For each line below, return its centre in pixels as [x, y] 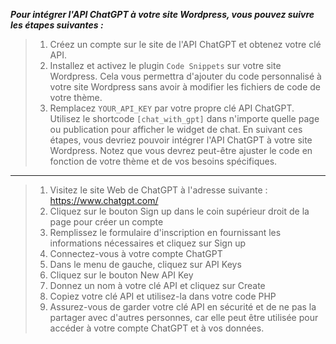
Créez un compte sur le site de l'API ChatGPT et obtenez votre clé [185, 44]
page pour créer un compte [106, 222]
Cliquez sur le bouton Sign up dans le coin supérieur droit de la [179, 211]
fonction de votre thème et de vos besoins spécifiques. [163, 161]
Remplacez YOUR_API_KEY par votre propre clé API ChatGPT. [172, 108]
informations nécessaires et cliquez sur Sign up [147, 243]
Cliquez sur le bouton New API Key [121, 275]
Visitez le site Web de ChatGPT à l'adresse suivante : [158, 190]
